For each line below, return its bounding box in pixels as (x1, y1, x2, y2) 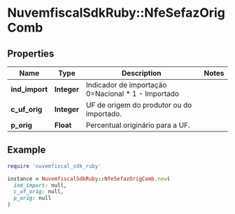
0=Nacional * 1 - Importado (85, 89, 180, 99)
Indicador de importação (85, 80, 167, 90)
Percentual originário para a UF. (85, 120, 190, 130)
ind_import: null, (13, 182, 68, 189)
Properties (7, 48, 55, 59)
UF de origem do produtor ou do (85, 100, 192, 110)
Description (121, 69, 162, 78)
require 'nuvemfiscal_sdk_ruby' (7, 162, 101, 169)
